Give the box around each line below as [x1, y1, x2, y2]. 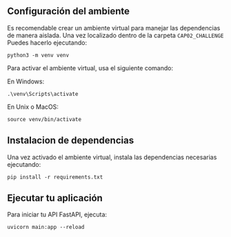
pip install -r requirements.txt [7, 174, 103, 181]
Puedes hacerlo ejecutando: [7, 38, 88, 47]
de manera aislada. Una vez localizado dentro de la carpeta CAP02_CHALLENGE [7, 31, 224, 39]
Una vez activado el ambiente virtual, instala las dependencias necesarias [7, 153, 217, 161]
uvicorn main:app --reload [7, 224, 85, 231]
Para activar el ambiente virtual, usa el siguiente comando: [7, 63, 174, 72]
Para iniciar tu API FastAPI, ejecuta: [7, 210, 108, 219]
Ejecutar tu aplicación [7, 192, 103, 204]
